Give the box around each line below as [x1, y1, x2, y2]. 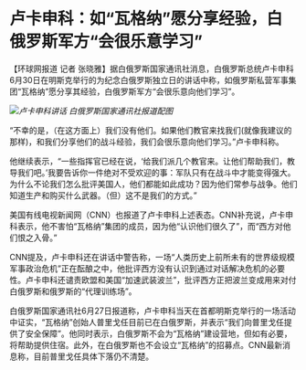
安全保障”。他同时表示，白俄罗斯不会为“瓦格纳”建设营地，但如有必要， [25, 328, 292, 339]
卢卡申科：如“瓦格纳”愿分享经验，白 [9, 8, 283, 29]
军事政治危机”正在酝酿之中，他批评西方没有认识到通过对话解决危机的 [9, 262, 269, 274]
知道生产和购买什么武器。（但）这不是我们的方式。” [9, 189, 198, 201]
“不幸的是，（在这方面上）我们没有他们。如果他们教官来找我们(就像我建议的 [9, 124, 292, 135]
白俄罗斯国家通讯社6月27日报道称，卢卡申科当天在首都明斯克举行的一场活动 [9, 305, 297, 316]
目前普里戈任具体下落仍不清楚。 [33, 351, 153, 362]
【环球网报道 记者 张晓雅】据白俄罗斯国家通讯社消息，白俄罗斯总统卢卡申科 [9, 63, 294, 74]
